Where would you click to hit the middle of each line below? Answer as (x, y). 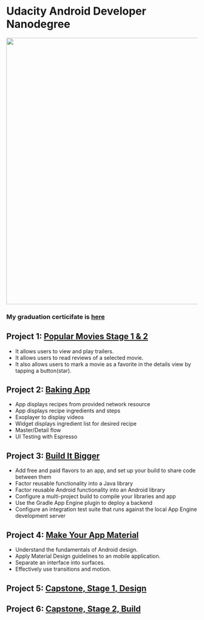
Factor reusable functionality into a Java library (74, 484)
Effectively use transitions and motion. (63, 569)
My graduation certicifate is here (56, 317)
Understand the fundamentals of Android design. (76, 550)
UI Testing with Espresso (46, 437)
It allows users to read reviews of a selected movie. (79, 358)
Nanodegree (39, 24)
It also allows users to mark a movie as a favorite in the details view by (103, 364)
